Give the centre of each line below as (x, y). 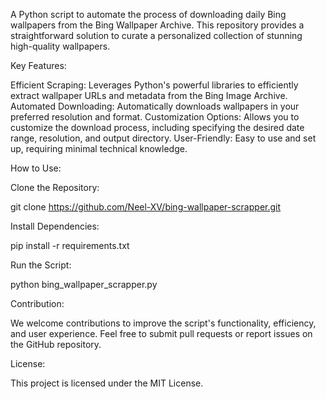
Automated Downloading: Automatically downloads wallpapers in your (155, 106)
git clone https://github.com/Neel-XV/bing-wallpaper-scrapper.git (146, 207)
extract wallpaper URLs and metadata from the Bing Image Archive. (149, 95)
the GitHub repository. (56, 344)
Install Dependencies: (55, 226)
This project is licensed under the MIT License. (107, 383)
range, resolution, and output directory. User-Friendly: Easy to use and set (163, 138)
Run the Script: (41, 265)
